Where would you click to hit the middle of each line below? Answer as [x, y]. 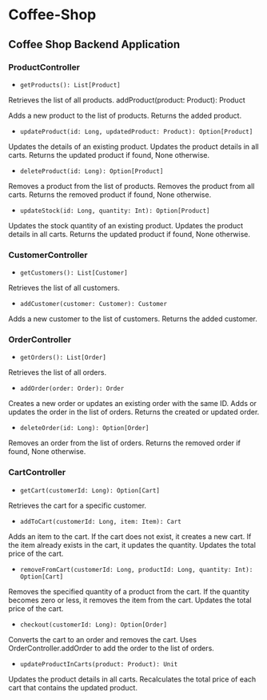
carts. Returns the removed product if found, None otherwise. [110, 195]
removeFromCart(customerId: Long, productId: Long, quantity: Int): [136, 569]
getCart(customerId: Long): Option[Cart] [90, 490]
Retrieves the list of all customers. [64, 288]
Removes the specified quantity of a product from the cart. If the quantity [129, 591]
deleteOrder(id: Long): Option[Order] [84, 428]
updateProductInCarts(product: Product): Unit [99, 664]
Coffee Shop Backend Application [94, 44]
